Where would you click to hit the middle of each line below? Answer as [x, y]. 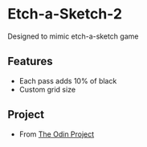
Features [30, 61]
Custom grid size [47, 89]
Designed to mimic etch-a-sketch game [73, 36]
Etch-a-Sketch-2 [65, 14]
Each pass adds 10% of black [68, 80]
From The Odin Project [57, 134]
